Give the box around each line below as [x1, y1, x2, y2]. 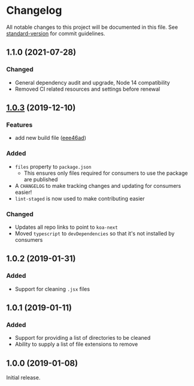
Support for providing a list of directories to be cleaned [14, 334, 151, 342]
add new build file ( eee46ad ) [14, 134, 87, 142]
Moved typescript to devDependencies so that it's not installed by [14, 229, 175, 237]
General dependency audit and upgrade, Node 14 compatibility [14, 79, 171, 86]
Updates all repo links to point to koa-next [14, 223, 118, 231]
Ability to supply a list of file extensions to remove [14, 340, 138, 348]
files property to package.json [14, 163, 92, 170]
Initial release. [6, 374, 41, 381]
